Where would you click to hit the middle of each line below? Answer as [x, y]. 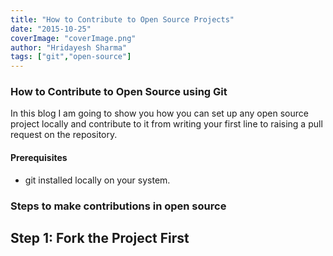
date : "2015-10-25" [51, 29]
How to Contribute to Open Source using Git [119, 92]
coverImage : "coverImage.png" [73, 38]
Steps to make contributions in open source [118, 206]
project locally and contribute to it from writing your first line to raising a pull [166, 124]
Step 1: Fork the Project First [100, 237]
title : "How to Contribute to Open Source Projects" [122, 19]
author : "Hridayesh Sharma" [69, 47]
